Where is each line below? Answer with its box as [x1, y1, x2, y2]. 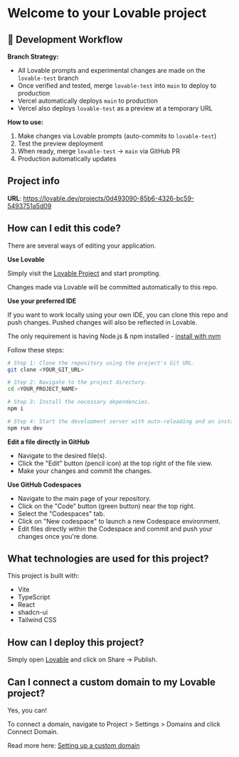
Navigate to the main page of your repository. [17, 494, 152, 502]
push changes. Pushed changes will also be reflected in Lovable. [7, 317, 198, 326]
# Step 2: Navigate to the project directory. [7, 379, 148, 386]
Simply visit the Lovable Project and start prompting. [7, 269, 161, 278]
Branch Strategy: [7, 52, 59, 61]
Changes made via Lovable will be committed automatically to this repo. [7, 283, 218, 291]
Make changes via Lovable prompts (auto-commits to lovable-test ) [17, 132, 217, 140]
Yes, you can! [7, 706, 48, 715]
